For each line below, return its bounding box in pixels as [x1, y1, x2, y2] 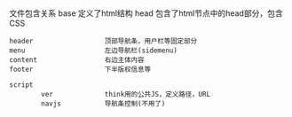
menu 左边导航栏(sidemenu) [9, 46, 178, 55]
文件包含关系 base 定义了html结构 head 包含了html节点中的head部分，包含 [9, 8, 283, 19]
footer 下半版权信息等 [9, 65, 152, 74]
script [9, 81, 34, 90]
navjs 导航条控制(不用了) [41, 99, 166, 108]
